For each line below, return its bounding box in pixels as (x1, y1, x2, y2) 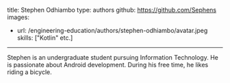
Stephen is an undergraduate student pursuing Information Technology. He (7, 54, 219, 61)
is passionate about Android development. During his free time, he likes (7, 61, 209, 69)
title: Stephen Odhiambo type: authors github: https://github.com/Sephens (7, 6, 217, 14)
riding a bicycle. (7, 68, 53, 76)
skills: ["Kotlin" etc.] (16, 34, 73, 42)
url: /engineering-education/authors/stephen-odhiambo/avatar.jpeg (16, 27, 208, 34)
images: (7, 13, 29, 21)
